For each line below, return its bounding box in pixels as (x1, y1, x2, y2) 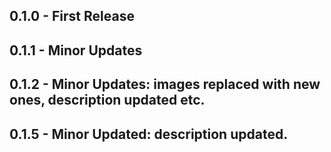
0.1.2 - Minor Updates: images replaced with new (9, 76, 321, 93)
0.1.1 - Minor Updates (9, 42, 143, 59)
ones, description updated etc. (9, 92, 206, 109)
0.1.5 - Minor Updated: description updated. (9, 125, 289, 143)
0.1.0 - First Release (9, 8, 135, 25)
